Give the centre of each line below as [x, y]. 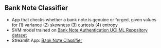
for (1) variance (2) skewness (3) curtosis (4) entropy [64, 25]
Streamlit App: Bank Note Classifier [47, 40]
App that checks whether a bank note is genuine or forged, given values [84, 19]
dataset [19, 35]
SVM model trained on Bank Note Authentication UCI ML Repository [80, 30]
